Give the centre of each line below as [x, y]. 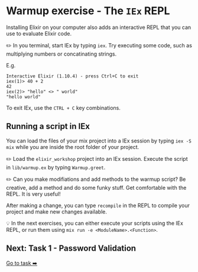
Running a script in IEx [48, 126]
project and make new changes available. [57, 212]
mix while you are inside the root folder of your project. [73, 147]
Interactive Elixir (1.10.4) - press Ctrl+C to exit [72, 76]
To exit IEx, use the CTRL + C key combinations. [64, 108]
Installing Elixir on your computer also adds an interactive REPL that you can [99, 27]
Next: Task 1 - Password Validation [71, 249]
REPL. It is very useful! [33, 194]
